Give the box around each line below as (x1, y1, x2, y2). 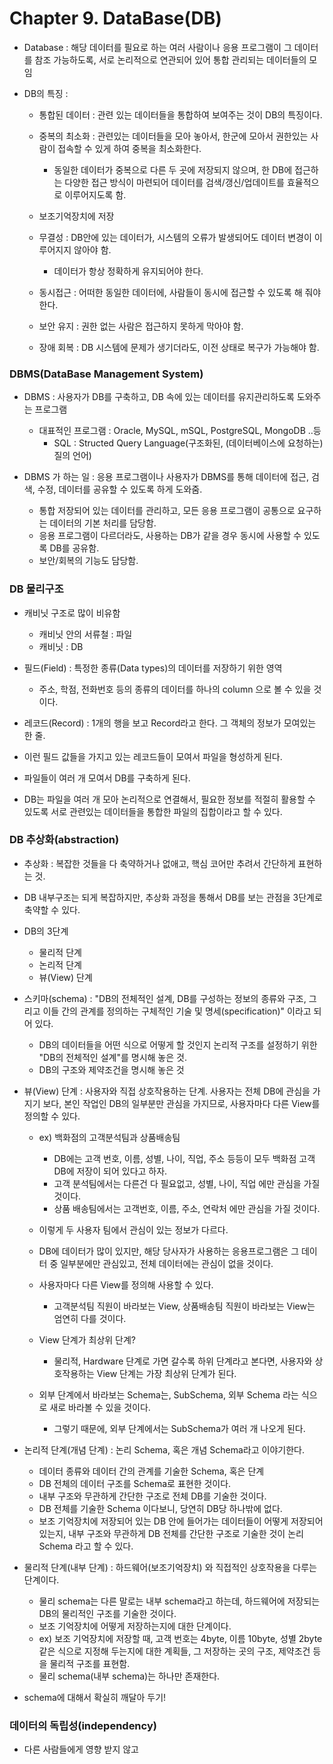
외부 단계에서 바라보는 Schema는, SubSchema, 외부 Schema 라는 (38, 1388, 299, 1401)
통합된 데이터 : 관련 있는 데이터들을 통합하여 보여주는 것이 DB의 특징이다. (38, 108, 323, 121)
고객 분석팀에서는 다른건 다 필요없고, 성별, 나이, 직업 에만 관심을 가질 (53, 1177, 321, 1189)
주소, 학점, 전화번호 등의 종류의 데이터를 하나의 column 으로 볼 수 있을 (38, 683, 312, 695)
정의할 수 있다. (23, 1110, 81, 1122)
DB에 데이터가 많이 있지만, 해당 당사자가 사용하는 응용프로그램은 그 (38, 1245, 300, 1257)
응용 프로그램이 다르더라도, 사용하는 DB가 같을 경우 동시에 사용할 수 (38, 530, 302, 542)
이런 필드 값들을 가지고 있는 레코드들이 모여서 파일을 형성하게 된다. (23, 750, 283, 762)
